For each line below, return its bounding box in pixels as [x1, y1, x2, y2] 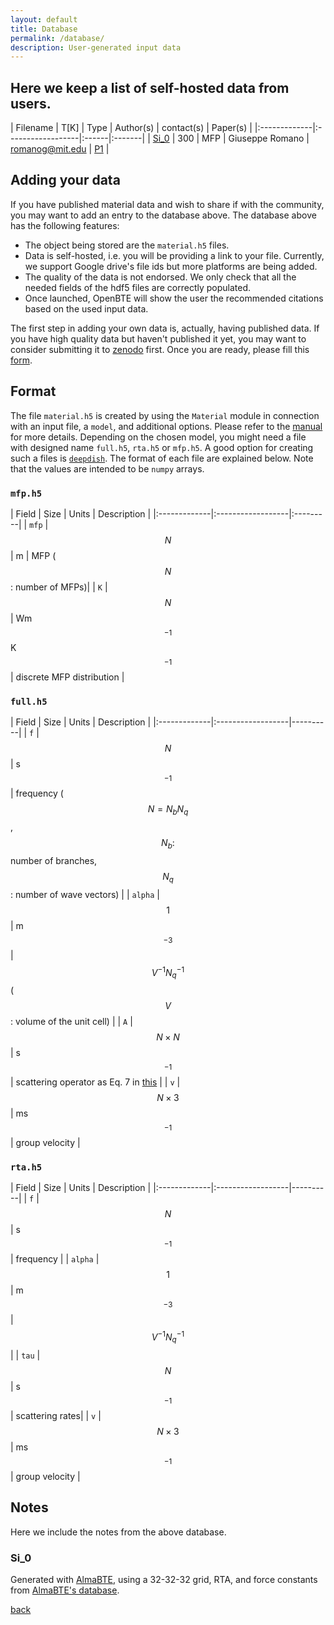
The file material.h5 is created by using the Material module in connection [10, 409, 320, 421]
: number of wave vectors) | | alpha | [10, 888, 160, 900]
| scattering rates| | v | [10, 1409, 102, 1421]
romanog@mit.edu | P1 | [10, 143, 110, 155]
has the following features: [10, 219, 120, 231]
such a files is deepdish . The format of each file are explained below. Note [10, 452, 314, 464]
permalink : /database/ [10, 33, 105, 43]
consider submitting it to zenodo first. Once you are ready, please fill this [10, 343, 310, 355]
